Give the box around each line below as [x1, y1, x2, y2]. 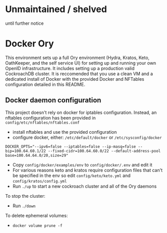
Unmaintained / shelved [5, 4, 107, 15]
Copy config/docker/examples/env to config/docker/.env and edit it [12, 161, 152, 167]
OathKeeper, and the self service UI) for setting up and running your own [5, 60, 156, 66]
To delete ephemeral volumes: [5, 212, 68, 218]
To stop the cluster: [5, 193, 45, 199]
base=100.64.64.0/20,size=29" [5, 153, 69, 158]
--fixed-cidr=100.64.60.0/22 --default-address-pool [48, 148, 161, 153]
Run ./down [12, 203, 36, 209]
